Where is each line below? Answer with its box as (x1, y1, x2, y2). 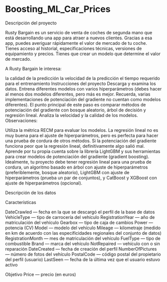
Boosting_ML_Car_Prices (5, 3, 111, 15)
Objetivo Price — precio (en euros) (5, 271, 76, 277)
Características (5, 199, 36, 205)
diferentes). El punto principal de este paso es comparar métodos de (5, 101, 146, 107)
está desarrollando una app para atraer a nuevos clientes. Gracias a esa (5, 35, 153, 41)
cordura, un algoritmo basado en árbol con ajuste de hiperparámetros (5, 164, 148, 170)
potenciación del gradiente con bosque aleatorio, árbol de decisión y (5, 107, 146, 113)
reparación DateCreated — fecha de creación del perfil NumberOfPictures (5, 246, 157, 252)
